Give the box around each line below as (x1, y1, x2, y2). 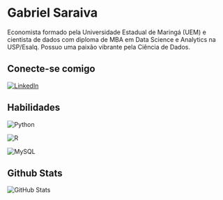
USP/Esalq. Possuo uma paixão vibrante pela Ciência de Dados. (7, 43, 190, 51)
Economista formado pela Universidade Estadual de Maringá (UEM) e (7, 28, 207, 36)
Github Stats (7, 167, 63, 179)
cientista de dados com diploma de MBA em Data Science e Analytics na (7, 35, 216, 43)
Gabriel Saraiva (7, 5, 98, 21)
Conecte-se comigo (7, 63, 95, 75)
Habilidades (7, 102, 61, 114)
